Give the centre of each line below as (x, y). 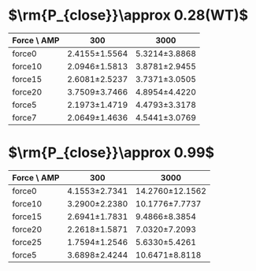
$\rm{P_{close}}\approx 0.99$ (111, 153)
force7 (24, 117)
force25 (27, 242)
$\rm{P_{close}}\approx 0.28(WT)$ (128, 15)
